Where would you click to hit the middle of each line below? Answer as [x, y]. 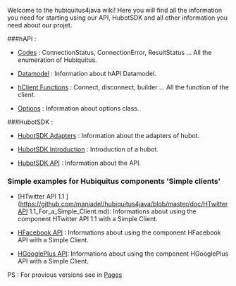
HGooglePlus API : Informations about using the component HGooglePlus [123, 254]
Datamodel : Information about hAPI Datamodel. [87, 74]
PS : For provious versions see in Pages [65, 275]
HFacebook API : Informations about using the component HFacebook [119, 232]
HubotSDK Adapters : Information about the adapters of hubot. [108, 136]
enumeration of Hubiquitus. [57, 60]
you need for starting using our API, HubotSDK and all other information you [117, 18]
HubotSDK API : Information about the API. [79, 163]
